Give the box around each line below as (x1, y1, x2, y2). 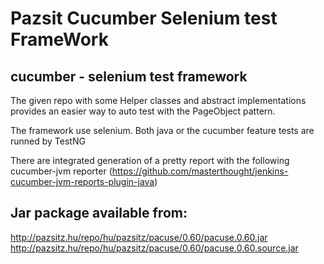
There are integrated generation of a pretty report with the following (10, 155, 290, 166)
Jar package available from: (10, 205, 188, 222)
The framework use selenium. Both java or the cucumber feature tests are (10, 125, 315, 136)
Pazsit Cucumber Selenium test (10, 7, 278, 30)
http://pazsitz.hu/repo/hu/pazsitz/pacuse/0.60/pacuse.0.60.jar (10, 231, 268, 243)
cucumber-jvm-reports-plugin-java (10, 176, 155, 187)
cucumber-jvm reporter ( (10, 165, 113, 177)
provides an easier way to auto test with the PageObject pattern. (10, 105, 276, 117)
